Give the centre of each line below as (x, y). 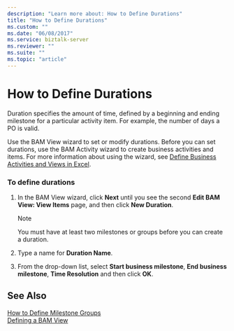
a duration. (33, 239)
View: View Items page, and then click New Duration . (95, 204)
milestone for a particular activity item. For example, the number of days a (114, 120)
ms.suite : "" (26, 53)
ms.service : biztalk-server (48, 40)
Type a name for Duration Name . (65, 253)
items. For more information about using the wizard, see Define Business (112, 156)
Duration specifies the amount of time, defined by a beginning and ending (114, 113)
